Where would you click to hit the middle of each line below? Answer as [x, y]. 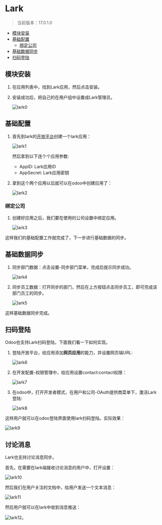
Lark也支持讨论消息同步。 [31, 457]
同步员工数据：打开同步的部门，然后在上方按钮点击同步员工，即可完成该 [84, 287]
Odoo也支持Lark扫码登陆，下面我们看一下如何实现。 [58, 343]
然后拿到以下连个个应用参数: [40, 156]
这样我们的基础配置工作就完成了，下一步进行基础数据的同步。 [67, 238]
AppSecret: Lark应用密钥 [44, 172]
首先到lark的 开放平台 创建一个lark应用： [52, 136]
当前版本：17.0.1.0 [35, 22]
